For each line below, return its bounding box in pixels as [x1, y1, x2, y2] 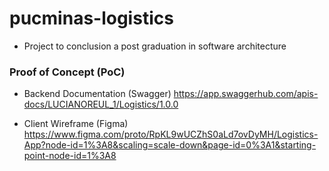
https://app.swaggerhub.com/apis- [173, 88, 319, 100]
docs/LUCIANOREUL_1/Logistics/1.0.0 [23, 98, 179, 111]
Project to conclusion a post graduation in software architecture [23, 40, 287, 52]
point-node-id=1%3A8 [23, 150, 117, 162]
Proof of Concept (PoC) [9, 65, 126, 79]
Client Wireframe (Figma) [23, 118, 129, 130]
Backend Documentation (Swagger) [23, 88, 172, 100]
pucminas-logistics [9, 7, 174, 30]
